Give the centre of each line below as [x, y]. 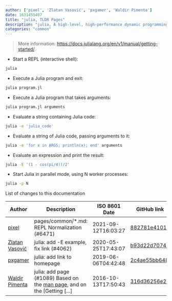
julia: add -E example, [60, 243]
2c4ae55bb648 [149, 260]
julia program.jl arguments [35, 107]
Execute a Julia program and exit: [48, 78]
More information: [37, 44]
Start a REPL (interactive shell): [45, 59]
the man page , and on [60, 285]
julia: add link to [53, 257]
